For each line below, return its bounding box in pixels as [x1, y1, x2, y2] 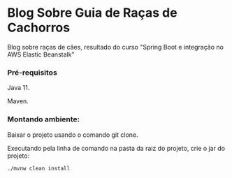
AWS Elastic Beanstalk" [7, 50, 75, 59]
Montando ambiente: [7, 114, 80, 124]
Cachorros [7, 20, 71, 36]
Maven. [7, 97, 29, 105]
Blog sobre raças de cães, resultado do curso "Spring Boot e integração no [7, 43, 224, 51]
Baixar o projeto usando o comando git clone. [7, 131, 138, 139]
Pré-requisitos [7, 68, 57, 77]
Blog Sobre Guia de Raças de [7, 5, 177, 21]
